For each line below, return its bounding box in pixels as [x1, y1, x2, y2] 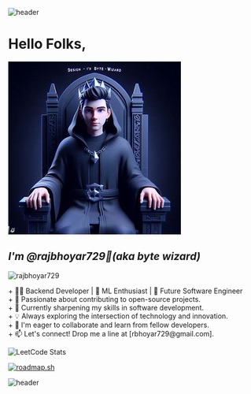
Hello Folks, [8, 35, 87, 53]
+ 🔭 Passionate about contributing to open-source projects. [8, 294, 201, 303]
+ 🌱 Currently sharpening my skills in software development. [8, 303, 205, 312]
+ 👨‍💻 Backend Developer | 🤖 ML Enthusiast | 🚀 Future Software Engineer [8, 286, 243, 295]
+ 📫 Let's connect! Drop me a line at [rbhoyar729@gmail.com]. [8, 329, 215, 338]
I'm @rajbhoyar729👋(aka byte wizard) [8, 250, 201, 263]
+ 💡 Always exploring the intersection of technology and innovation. [8, 311, 228, 321]
